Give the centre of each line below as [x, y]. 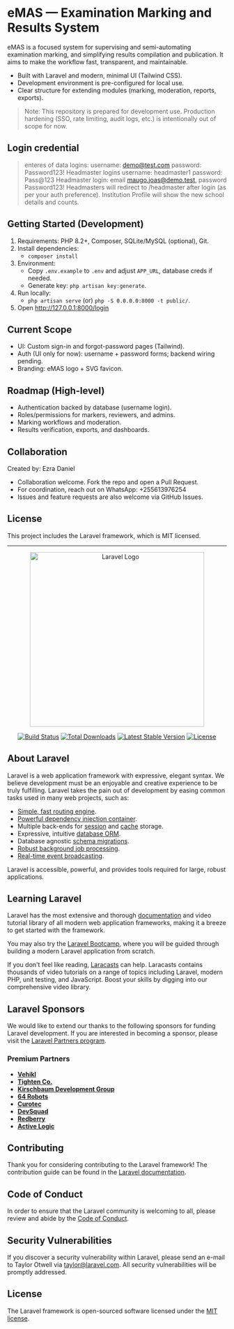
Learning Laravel [45, 899]
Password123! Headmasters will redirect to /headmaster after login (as [125, 187]
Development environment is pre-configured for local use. [101, 82]
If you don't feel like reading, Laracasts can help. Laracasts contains [105, 965]
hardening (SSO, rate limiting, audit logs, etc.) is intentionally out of [120, 118]
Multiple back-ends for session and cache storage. [90, 826]
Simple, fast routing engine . [57, 811]
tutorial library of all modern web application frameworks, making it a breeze [117, 923]
